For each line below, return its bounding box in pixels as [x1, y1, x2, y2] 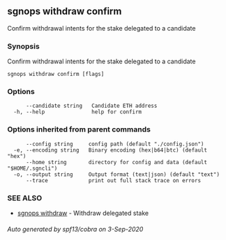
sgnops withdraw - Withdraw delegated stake [17, 209, 149, 217]
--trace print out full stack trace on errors [25, 177, 201, 184]
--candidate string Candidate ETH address [25, 102, 158, 110]
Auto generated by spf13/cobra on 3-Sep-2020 [7, 225, 144, 233]
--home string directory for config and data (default [25, 159, 208, 166]
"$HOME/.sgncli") [7, 165, 58, 172]
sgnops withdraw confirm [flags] [7, 71, 105, 78]
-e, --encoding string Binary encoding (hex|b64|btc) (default [13, 146, 208, 154]
